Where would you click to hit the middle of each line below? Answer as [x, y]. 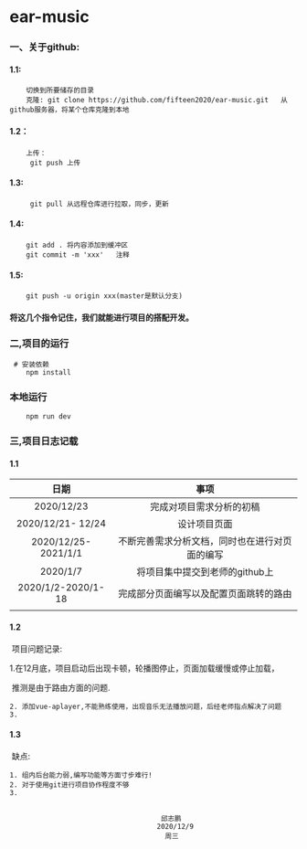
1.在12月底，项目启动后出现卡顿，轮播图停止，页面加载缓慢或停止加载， [144, 668]
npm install [48, 373]
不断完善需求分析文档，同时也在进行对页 [205, 541]
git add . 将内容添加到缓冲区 [77, 245]
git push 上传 [55, 163]
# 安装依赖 [32, 365]
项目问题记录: [37, 648]
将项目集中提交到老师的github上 [205, 572]
